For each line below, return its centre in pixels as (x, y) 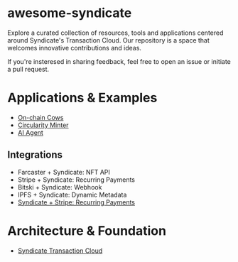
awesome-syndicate (70, 13)
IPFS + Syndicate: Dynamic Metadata (72, 195)
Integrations (35, 155)
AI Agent (31, 132)
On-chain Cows (40, 117)
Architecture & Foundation (87, 230)
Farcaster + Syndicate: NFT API (64, 172)
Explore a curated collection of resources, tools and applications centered (115, 33)
